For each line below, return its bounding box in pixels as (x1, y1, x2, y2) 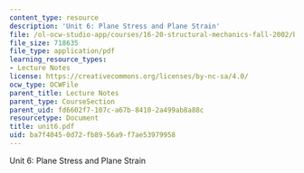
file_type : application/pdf (9, 47, 116, 56)
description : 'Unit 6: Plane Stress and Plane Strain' (9, 22, 221, 31)
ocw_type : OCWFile (9, 80, 79, 89)
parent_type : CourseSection (9, 96, 116, 106)
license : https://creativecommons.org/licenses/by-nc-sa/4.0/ (9, 72, 249, 81)
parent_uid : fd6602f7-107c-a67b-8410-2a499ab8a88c (9, 105, 204, 114)
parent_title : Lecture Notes (9, 88, 119, 97)
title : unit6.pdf (9, 123, 75, 132)
